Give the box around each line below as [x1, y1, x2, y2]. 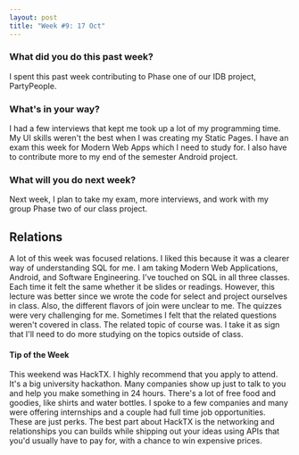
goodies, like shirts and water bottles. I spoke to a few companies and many [9, 398, 288, 409]
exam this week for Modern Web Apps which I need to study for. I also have [9, 142, 287, 153]
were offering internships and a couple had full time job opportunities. [9, 407, 266, 418]
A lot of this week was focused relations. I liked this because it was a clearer [9, 253, 290, 264]
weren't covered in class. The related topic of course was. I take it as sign [9, 319, 280, 330]
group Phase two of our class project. [9, 203, 148, 214]
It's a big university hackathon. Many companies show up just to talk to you [9, 378, 287, 389]
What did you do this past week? [9, 51, 154, 63]
